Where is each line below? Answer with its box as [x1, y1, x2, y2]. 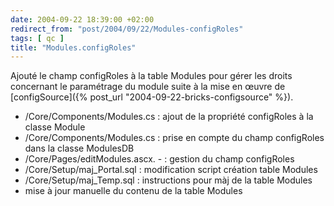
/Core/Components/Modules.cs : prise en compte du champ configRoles [24, 132, 325, 144]
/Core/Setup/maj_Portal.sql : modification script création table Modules [24, 164, 318, 176]
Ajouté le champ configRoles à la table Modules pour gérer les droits [10, 70, 293, 82]
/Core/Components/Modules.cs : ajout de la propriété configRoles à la [24, 111, 314, 123]
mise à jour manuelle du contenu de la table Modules [24, 185, 243, 197]
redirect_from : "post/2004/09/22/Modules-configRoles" [10, 24, 244, 34]
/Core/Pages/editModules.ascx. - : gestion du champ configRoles [24, 153, 295, 165]
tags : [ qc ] [10, 33, 65, 43]
